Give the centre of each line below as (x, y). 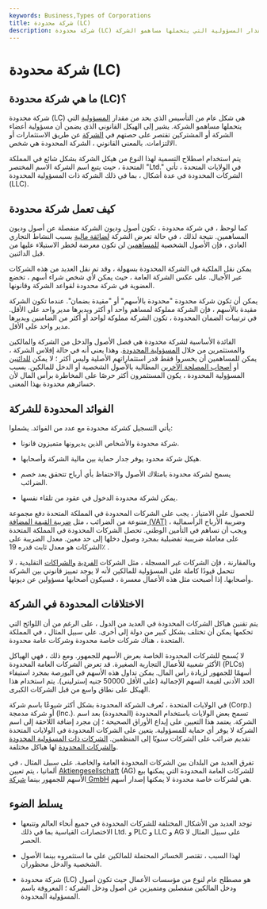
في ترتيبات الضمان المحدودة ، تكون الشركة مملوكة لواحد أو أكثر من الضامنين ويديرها (133, 318)
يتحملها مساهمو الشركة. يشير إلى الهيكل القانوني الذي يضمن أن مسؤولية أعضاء (126, 126)
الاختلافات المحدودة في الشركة (76, 604)
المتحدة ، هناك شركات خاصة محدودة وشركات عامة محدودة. (97, 640)
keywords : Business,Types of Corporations (80, 15)
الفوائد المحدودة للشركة (61, 408)
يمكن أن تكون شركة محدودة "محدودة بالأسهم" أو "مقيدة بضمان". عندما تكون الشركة (133, 301)
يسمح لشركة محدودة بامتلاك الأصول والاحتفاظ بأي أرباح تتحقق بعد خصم (126, 474)
